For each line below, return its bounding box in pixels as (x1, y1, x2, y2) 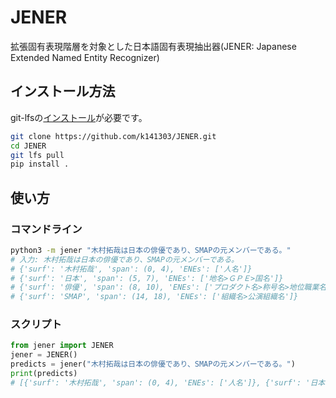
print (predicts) (10, 369, 78, 379)
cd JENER (10, 141, 47, 151)
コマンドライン (10, 222, 83, 236)
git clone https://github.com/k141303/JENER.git (10, 131, 217, 141)
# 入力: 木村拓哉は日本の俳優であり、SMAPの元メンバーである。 (10, 254, 239, 265)
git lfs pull (10, 150, 65, 160)
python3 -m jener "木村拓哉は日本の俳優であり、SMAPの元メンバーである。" (10, 245, 292, 255)
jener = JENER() (10, 350, 78, 360)
